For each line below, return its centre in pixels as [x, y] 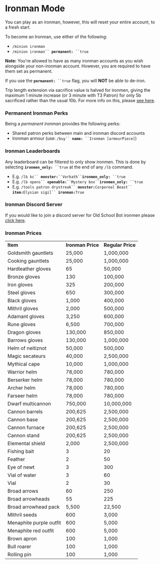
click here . [16, 220]
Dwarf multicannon [29, 404]
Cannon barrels [25, 412]
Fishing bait [21, 451]
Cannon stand [24, 436]
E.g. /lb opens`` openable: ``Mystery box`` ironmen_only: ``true [78, 182]
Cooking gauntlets [28, 261]
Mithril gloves [23, 309]
